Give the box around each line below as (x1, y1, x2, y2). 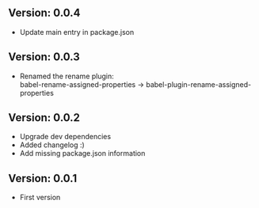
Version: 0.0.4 (8, 6, 81, 20)
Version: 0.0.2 (8, 111, 81, 125)
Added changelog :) (19, 140, 85, 149)
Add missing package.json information (19, 149, 146, 158)
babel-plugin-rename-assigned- (146, 79, 252, 89)
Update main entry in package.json (19, 27, 135, 36)
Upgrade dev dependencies (19, 132, 112, 142)
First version (19, 193, 61, 202)
